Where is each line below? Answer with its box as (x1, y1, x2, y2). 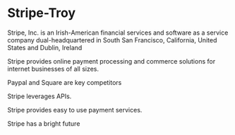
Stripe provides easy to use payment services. (7, 105, 143, 114)
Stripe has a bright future (7, 119, 80, 128)
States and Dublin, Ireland (7, 43, 83, 52)
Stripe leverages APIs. (7, 92, 72, 100)
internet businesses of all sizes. (7, 64, 100, 73)
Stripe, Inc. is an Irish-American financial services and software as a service (7, 28, 229, 37)
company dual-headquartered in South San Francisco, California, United (7, 35, 217, 44)
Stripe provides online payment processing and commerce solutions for (7, 57, 216, 65)
